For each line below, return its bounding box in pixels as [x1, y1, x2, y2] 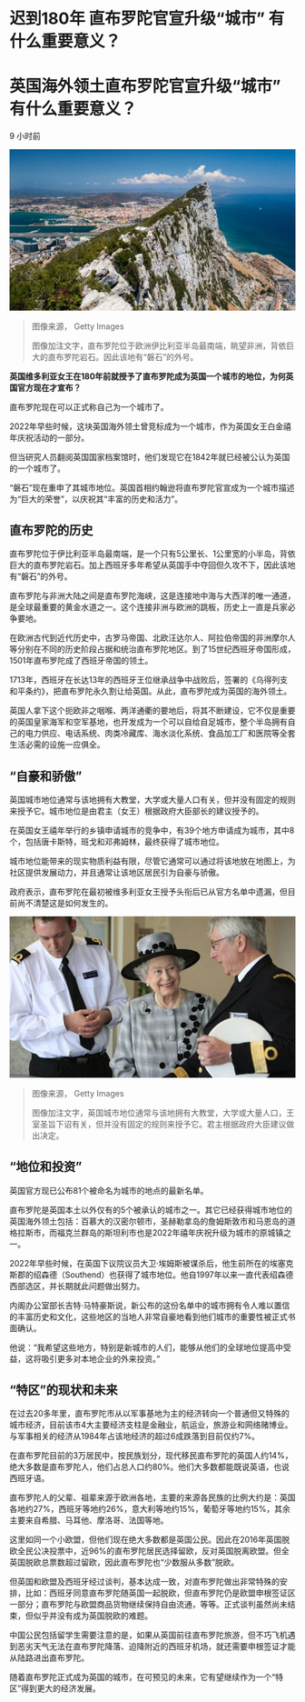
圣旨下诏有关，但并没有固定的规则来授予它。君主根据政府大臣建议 [39, 1118, 287, 1129]
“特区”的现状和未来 [9, 1382, 118, 1397]
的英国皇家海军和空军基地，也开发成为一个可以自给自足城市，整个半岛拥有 [9, 716, 288, 727]
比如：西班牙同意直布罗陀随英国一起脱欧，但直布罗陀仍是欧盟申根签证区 [25, 1587, 296, 1598]
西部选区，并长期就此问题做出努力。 [9, 1280, 145, 1291]
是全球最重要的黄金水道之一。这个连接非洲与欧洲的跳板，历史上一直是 [9, 602, 272, 613]
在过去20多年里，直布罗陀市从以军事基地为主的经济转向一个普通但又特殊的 [9, 1408, 290, 1419]
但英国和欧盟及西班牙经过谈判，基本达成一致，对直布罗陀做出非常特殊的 [9, 1577, 280, 1587]
